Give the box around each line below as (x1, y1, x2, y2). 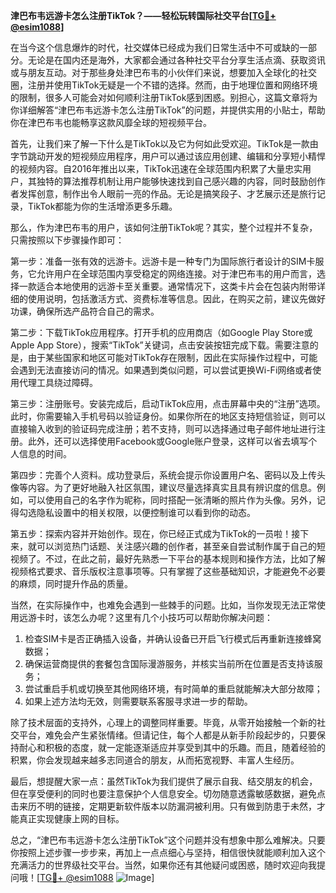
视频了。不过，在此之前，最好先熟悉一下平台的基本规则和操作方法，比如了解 (10, 553, 326, 564)
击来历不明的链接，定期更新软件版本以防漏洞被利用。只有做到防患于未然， (10, 800, 317, 812)
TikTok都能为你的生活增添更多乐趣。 (27, 200, 178, 212)
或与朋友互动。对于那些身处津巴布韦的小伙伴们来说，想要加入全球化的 (10, 67, 300, 78)
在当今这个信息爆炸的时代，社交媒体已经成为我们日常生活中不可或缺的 (10, 42, 300, 53)
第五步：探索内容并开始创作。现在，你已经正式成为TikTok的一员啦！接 (10, 528, 301, 539)
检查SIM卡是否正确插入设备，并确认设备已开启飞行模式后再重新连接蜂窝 (24, 633, 322, 644)
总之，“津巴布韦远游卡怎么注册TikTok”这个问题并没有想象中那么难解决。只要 (10, 834, 326, 846)
